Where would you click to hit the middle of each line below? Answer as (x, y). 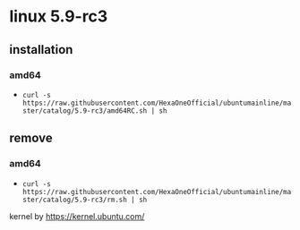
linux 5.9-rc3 (59, 17)
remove (31, 138)
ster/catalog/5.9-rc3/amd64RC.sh (85, 111)
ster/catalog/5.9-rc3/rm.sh (74, 200)
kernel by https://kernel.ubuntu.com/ (77, 216)
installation (41, 50)
